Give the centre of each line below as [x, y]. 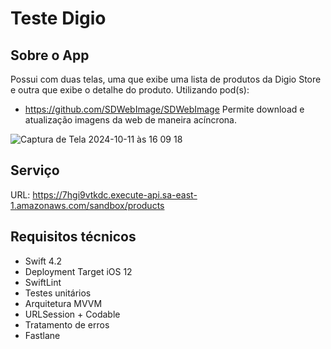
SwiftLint [43, 282]
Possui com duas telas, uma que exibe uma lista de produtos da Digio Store [166, 79]
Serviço [35, 170]
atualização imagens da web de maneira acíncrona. [130, 120]
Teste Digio [58, 18]
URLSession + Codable [72, 314]
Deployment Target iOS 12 [78, 271]
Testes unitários [58, 293]
